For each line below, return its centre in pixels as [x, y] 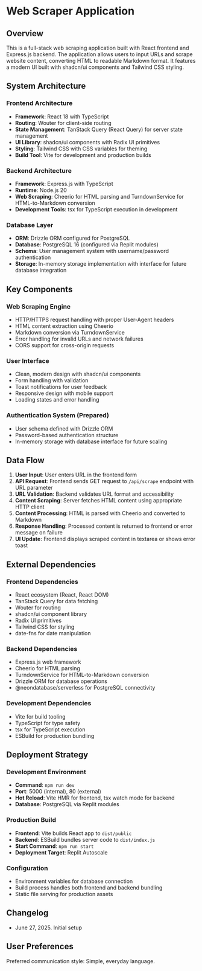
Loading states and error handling [57, 400]
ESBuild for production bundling [55, 735]
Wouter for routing [38, 607]
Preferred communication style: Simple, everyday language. [80, 961]
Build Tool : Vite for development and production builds [83, 155]
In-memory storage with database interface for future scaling [91, 441]
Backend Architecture [39, 170]
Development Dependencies [49, 703]
